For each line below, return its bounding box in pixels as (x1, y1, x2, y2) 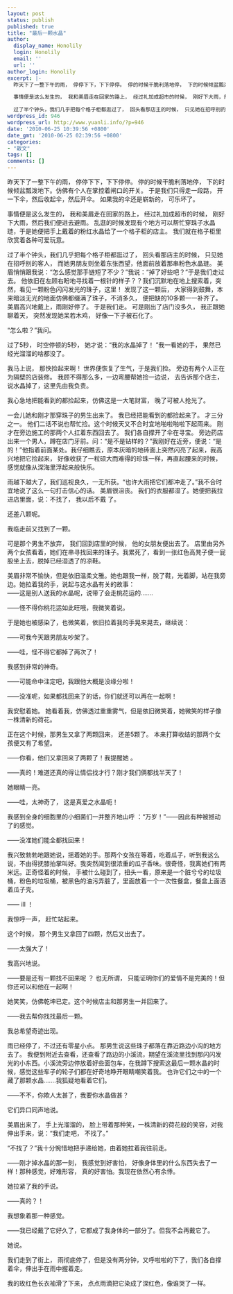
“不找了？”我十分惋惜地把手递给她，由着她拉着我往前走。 (7, 1144, 171, 1152)
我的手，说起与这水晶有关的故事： (37, 580, 135, 588)
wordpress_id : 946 (7, 112, 60, 120)
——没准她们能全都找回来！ (7, 836, 87, 844)
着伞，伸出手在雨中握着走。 (7, 1264, 87, 1272)
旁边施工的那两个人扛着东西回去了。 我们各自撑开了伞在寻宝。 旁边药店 (19, 428, 223, 436)
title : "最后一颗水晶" (7, 29, 67, 37)
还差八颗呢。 (7, 510, 44, 518)
